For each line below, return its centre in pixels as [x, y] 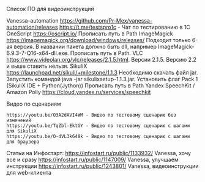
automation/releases [32, 27]
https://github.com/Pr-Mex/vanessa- [106, 20]
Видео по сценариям [34, 104]
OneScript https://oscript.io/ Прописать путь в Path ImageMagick [90, 34]
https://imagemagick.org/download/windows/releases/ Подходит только [99, 40]
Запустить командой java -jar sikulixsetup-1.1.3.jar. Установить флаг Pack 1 [102, 79]
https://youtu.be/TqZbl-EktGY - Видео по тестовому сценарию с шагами [98, 126]
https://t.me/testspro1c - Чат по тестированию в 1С [125, 27]
